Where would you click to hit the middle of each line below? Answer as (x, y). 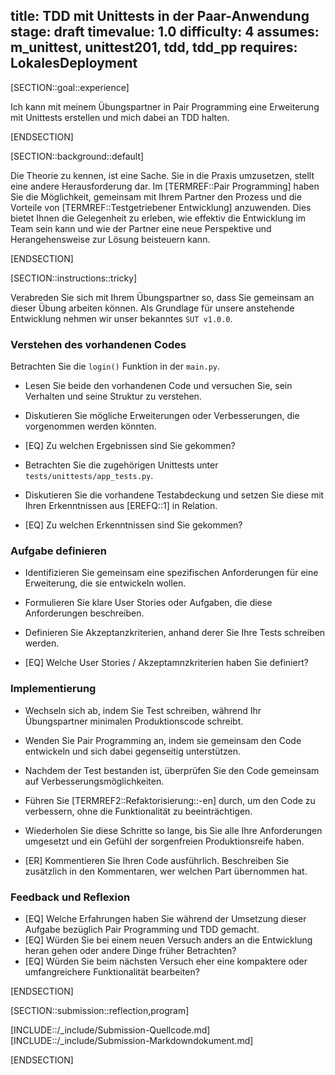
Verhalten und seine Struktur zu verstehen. (113, 396)
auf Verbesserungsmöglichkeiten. (94, 781)
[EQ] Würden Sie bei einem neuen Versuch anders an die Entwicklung (168, 940)
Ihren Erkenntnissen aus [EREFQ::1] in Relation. (121, 506)
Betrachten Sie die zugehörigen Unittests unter (121, 465)
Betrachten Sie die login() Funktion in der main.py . (115, 366)
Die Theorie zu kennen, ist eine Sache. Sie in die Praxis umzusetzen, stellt (162, 175)
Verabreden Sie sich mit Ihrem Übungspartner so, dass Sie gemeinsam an (162, 297)
